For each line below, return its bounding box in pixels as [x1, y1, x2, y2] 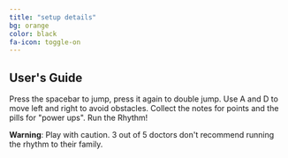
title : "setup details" [9, 12, 97, 22]
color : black [9, 29, 57, 38]
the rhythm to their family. [9, 139, 103, 150]
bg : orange [9, 21, 49, 30]
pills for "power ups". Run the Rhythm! [9, 112, 148, 124]
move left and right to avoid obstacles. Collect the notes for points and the [9, 103, 279, 114]
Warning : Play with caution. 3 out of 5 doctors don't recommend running [9, 130, 275, 140]
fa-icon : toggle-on [9, 37, 81, 47]
